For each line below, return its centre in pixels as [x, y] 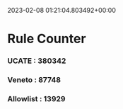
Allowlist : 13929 [36, 98]
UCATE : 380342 [37, 61]
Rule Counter [47, 39]
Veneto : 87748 [34, 80]
